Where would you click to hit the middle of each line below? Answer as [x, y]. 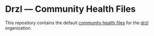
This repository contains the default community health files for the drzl [77, 23]
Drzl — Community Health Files [70, 9]
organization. [19, 28]
